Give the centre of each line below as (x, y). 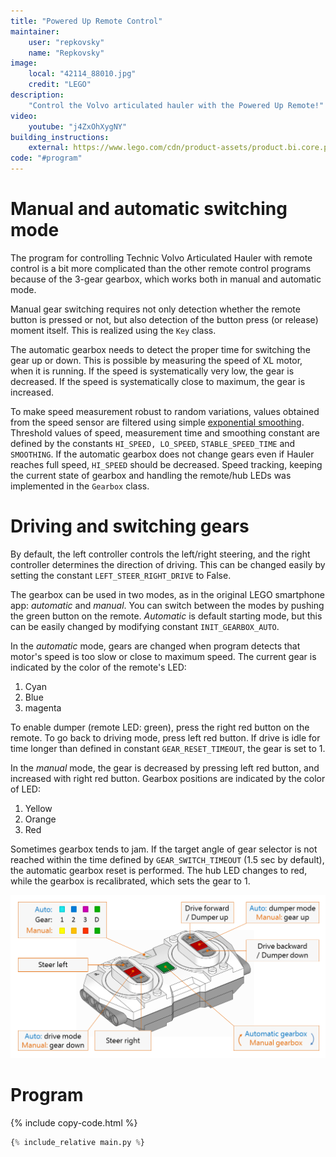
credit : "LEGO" (60, 85)
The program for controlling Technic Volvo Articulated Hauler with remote (161, 257)
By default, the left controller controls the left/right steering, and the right (160, 554)
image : (24, 63)
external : (49, 148)
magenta (43, 707)
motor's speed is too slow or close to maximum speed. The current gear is (163, 656)
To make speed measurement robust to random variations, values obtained (165, 411)
